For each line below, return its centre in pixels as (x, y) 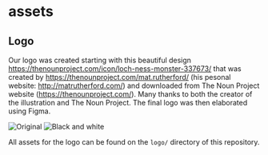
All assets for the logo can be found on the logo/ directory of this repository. (134, 142)
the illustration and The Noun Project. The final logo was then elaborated (128, 103)
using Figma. (30, 111)
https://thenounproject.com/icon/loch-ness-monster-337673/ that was (125, 69)
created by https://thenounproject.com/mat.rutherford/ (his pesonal (120, 77)
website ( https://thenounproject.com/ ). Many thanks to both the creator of (130, 94)
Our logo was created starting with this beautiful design (100, 60)
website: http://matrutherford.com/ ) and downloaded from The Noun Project (134, 85)
